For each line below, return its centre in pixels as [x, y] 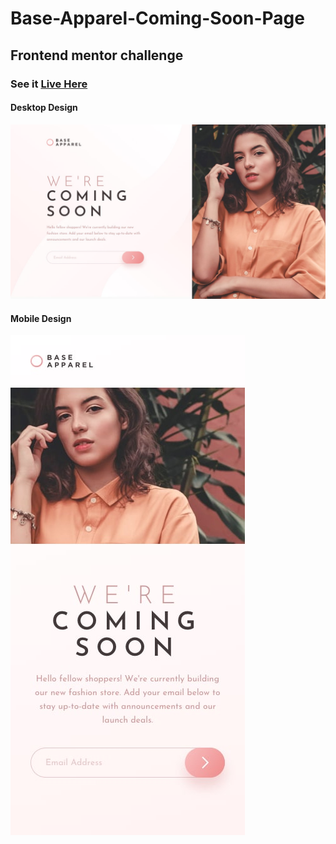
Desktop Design [44, 108]
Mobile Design [41, 318]
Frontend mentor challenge [97, 55]
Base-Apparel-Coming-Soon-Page [157, 18]
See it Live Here [49, 84]
